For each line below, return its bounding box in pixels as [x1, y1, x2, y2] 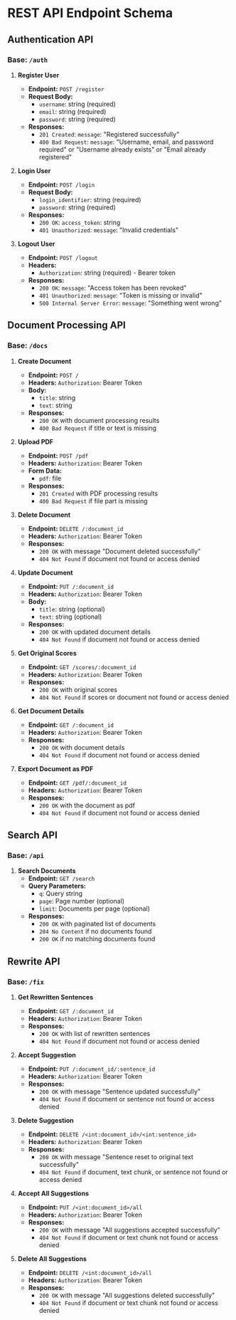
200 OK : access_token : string [38, 218, 121, 226]
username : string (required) [38, 100, 116, 108]
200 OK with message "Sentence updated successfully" [38, 1087, 201, 1096]
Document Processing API [7, 319, 126, 332]
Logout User [17, 239, 55, 248]
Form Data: [28, 466, 63, 475]
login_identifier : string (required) [38, 195, 141, 204]
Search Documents [17, 866, 76, 875]
